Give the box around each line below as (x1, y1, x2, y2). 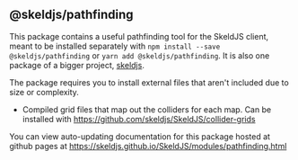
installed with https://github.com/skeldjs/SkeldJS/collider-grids (22, 113, 256, 124)
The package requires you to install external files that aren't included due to (9, 76, 289, 88)
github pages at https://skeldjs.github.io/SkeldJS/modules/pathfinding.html (9, 140, 287, 151)
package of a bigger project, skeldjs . (9, 59, 145, 70)
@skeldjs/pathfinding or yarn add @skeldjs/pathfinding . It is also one (9, 49, 270, 61)
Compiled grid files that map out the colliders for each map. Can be (22, 103, 272, 115)
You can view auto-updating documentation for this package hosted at (9, 130, 271, 142)
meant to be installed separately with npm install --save (9, 40, 221, 51)
